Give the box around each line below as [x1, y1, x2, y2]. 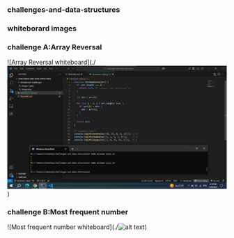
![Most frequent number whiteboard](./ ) [7, 223, 148, 231]
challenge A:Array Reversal [7, 42, 102, 51]
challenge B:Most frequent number [7, 207, 129, 217]
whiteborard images [7, 23, 77, 33]
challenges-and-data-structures [7, 5, 120, 15]
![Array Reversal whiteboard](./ [7, 58, 96, 67]
